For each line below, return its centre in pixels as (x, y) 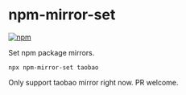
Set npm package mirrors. (52, 52)
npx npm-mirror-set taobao (54, 67)
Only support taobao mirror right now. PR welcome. (93, 82)
